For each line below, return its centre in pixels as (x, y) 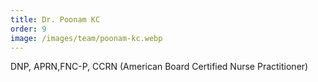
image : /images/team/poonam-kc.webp (86, 38)
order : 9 (28, 29)
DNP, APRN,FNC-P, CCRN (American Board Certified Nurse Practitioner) (159, 67)
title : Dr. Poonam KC (55, 19)
